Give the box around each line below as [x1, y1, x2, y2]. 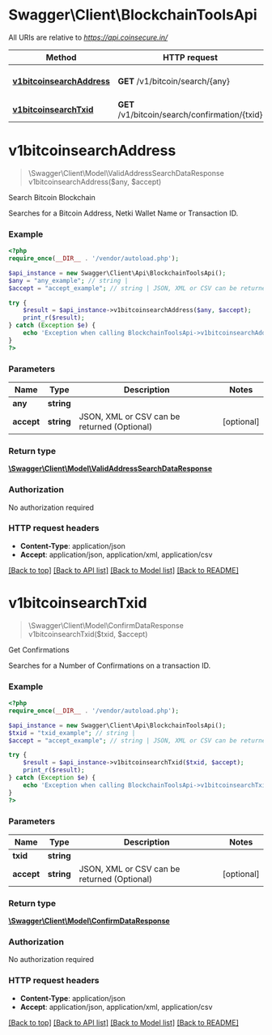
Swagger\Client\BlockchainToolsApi [8, 6, 257, 24]
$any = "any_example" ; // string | [8, 276, 129, 284]
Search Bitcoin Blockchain [8, 192, 96, 202]
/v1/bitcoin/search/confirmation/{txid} [117, 109, 263, 120]
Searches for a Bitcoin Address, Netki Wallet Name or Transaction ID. [8, 208, 239, 218]
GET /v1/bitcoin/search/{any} [117, 75, 231, 87]
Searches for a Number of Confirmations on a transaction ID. [8, 661, 211, 670]
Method [45, 51, 77, 62]
